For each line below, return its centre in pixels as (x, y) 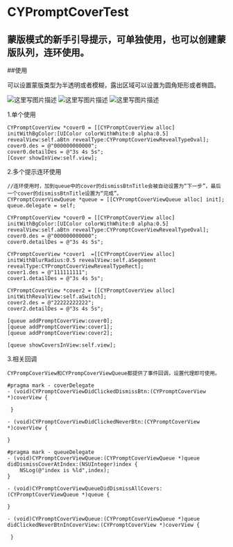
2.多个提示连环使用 (34, 172)
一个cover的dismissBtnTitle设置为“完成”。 (65, 193)
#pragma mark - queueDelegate (51, 452)
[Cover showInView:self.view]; (52, 158)
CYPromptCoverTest (68, 12)
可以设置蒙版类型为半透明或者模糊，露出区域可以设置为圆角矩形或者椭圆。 (113, 85)
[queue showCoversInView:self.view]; (62, 345)
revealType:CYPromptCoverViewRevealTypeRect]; (76, 266)
